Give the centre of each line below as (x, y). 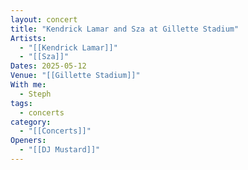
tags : (21, 103)
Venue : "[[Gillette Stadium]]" (75, 76)
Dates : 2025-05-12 (48, 66)
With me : (28, 85)
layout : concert (44, 19)
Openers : (28, 141)
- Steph (35, 94)
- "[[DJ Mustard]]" (60, 150)
